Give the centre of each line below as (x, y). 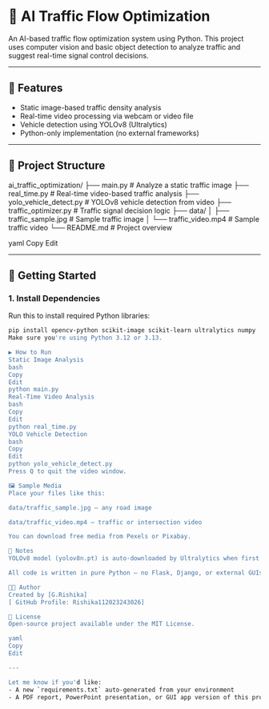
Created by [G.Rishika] (48, 595)
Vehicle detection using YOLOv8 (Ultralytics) (94, 124)
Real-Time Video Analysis (51, 397)
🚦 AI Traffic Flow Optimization (109, 16)
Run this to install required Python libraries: (79, 316)
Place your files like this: (57, 493)
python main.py (34, 390)
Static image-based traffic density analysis (90, 107)
